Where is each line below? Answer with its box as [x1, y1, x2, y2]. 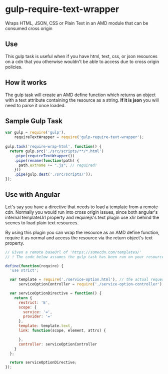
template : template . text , [18, 323, 72, 328]
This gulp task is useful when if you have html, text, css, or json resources [5, 53, 157, 59]
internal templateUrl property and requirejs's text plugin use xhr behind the [5, 214, 159, 220]
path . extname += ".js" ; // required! [18, 163, 97, 168]
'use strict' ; [9, 268, 39, 273]
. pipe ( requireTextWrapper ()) [14, 153, 75, 158]
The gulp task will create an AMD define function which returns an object [5, 92, 156, 98]
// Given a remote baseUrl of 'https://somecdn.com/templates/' [5, 249, 142, 255]
